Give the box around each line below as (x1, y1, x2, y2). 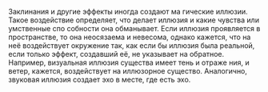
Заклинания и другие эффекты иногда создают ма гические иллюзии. (8, 7, 248, 16)
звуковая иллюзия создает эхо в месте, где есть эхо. (8, 75, 191, 84)
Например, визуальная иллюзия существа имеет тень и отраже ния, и (8, 58, 250, 67)
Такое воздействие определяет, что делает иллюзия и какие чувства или (8, 15, 260, 25)
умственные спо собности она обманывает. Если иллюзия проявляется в (8, 24, 261, 33)
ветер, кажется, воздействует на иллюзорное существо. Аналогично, (8, 66, 248, 75)
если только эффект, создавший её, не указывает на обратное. (8, 50, 225, 58)
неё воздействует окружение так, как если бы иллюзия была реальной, (8, 41, 255, 50)
